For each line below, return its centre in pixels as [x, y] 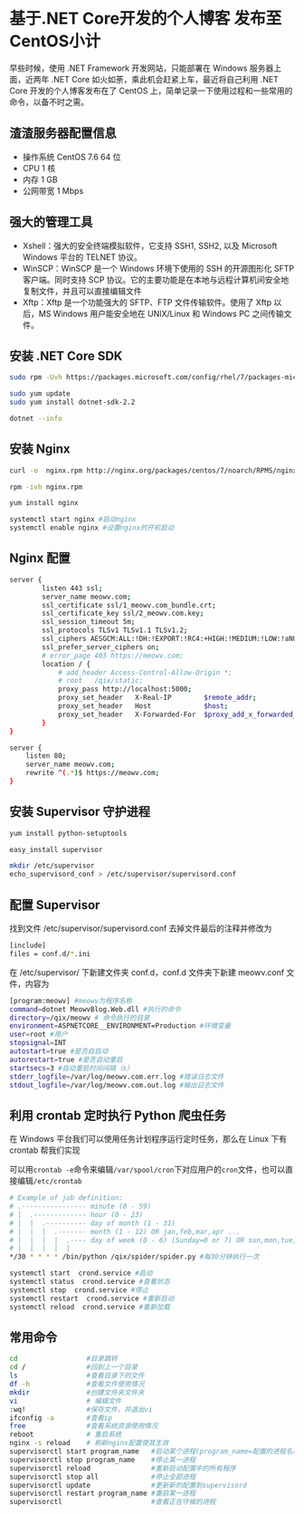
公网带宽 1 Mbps [53, 190]
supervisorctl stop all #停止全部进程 [103, 1477]
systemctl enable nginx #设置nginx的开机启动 [92, 528]
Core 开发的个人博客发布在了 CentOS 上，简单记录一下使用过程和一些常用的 [151, 91]
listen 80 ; [46, 756]
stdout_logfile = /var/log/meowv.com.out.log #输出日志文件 [117, 1085]
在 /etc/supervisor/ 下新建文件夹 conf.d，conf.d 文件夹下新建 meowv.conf [147, 972]
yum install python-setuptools [68, 833]
